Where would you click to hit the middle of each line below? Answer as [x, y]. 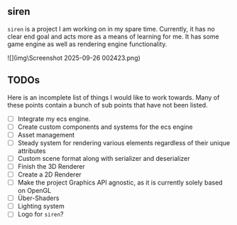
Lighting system [41, 206]
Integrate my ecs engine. [54, 119]
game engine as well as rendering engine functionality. [87, 44]
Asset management [46, 135]
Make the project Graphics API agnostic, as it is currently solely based [120, 183]
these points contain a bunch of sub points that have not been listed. [108, 105]
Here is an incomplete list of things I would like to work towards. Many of [114, 97]
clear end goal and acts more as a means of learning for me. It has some [114, 36]
